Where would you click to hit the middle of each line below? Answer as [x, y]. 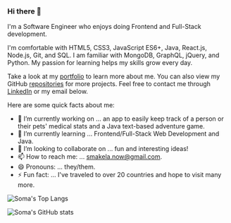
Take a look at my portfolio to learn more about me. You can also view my [114, 76]
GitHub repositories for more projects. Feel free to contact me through [109, 84]
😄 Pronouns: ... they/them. [56, 167]
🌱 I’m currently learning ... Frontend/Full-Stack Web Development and [118, 134]
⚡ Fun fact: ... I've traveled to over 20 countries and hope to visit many [119, 175]
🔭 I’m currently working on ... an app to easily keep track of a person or [120, 119]
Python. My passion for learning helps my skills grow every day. [100, 63]
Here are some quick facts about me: [61, 105]
